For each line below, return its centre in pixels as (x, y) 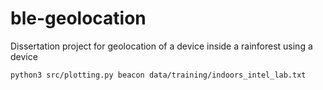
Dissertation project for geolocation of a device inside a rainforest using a (161, 46)
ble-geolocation (78, 18)
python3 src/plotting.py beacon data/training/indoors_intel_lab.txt (158, 75)
